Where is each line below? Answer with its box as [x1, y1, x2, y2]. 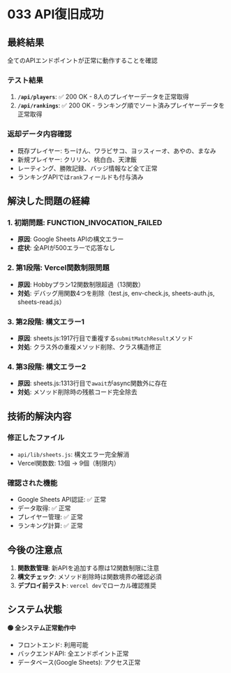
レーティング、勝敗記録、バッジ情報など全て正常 [17, 164, 158, 172]
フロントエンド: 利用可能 [17, 640, 89, 649]
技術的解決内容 [7, 410, 72, 422]
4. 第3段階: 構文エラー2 [7, 361, 87, 371]
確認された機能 [7, 478, 58, 488]
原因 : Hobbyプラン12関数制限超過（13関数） [17, 280, 144, 289]
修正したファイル [7, 433, 65, 442]
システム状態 [7, 604, 63, 616]
